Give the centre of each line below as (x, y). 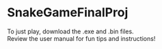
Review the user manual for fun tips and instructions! (81, 38)
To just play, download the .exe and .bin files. (71, 31)
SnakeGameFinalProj (68, 13)
